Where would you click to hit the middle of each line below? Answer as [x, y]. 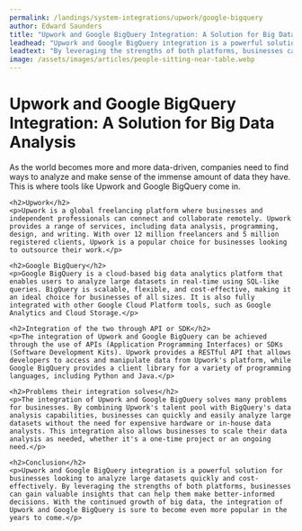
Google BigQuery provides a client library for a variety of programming [151, 368]
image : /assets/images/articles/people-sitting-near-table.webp [132, 59]
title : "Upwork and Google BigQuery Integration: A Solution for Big [142, 34]
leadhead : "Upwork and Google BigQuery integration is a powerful [136, 43]
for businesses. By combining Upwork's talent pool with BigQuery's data [151, 407]
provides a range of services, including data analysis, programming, [144, 226]
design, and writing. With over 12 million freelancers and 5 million [144, 234]
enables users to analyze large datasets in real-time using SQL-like [144, 281]
